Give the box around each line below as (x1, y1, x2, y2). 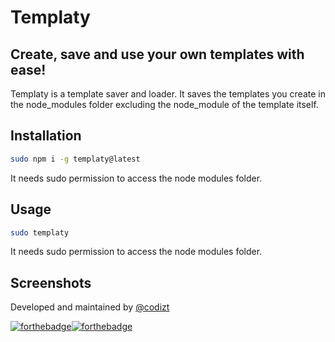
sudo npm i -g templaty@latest (10, 154, 141, 164)
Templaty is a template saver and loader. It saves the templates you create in (10, 88, 326, 100)
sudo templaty (10, 227, 70, 238)
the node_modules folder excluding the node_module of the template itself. (10, 99, 319, 110)
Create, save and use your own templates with (10, 46, 305, 63)
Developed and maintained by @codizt (10, 301, 170, 313)
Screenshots (10, 274, 92, 291)
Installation (10, 127, 82, 145)
